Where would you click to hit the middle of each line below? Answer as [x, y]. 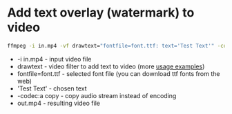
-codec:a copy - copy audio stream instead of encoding [97, 95]
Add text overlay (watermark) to [101, 13]
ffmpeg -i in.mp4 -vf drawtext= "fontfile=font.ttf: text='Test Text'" [111, 46]
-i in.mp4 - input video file [54, 59]
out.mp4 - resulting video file [58, 103]
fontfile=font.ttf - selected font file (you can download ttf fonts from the [118, 73]
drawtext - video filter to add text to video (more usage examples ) [111, 66]
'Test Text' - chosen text [52, 88]
